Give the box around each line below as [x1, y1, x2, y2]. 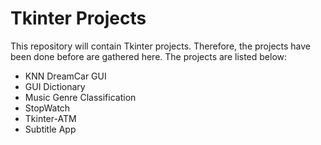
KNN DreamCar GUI [24, 70, 107, 82]
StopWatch [24, 102, 71, 114]
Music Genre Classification [24, 91, 137, 103]
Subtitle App [24, 123, 77, 135]
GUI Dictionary [24, 80, 86, 92]
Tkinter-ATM [24, 112, 77, 124]
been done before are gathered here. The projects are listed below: [10, 50, 288, 62]
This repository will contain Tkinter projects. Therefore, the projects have [10, 40, 311, 52]
